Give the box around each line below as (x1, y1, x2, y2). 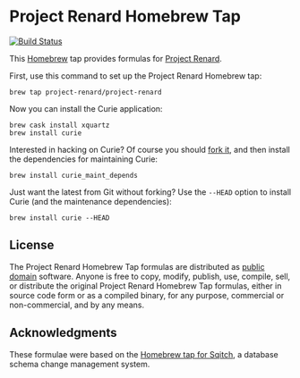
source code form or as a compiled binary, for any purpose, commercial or (9, 290, 285, 300)
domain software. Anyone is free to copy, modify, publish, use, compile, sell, (9, 271, 291, 281)
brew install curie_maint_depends (9, 171, 139, 180)
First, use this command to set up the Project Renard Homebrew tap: (9, 70, 262, 81)
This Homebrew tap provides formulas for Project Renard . (9, 53, 222, 63)
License (9, 238, 55, 253)
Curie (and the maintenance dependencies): (9, 196, 172, 206)
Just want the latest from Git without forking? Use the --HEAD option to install (9, 186, 292, 197)
